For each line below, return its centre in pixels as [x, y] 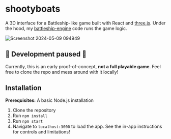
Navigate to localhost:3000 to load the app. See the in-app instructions [87, 126]
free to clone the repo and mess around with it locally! [62, 72]
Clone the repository [34, 110]
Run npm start [28, 121]
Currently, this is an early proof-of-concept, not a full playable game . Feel [83, 66]
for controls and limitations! [41, 132]
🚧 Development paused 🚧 [46, 54]
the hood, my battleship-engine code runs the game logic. [66, 28]
